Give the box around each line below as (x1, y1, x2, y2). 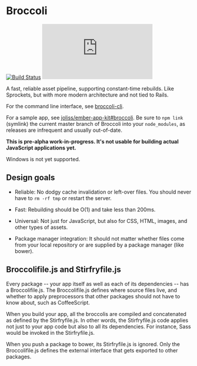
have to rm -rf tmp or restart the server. (14, 194, 112, 201)
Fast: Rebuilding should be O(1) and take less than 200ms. (14, 206, 156, 213)
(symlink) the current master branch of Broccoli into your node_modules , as (6, 120, 185, 127)
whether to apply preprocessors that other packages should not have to (6, 292, 181, 300)
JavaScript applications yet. (6, 144, 76, 151)
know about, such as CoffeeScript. (6, 299, 90, 306)
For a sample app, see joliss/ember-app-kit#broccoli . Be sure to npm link (6, 114, 183, 121)
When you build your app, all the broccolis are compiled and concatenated (6, 310, 187, 317)
